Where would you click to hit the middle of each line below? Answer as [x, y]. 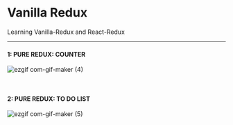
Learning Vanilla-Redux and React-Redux [66, 32]
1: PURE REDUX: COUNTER [46, 54]
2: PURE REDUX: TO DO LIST [49, 99]
